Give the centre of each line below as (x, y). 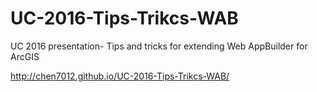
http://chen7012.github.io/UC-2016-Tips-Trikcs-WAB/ (120, 76)
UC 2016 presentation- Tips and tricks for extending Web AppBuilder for (159, 46)
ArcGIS (25, 56)
